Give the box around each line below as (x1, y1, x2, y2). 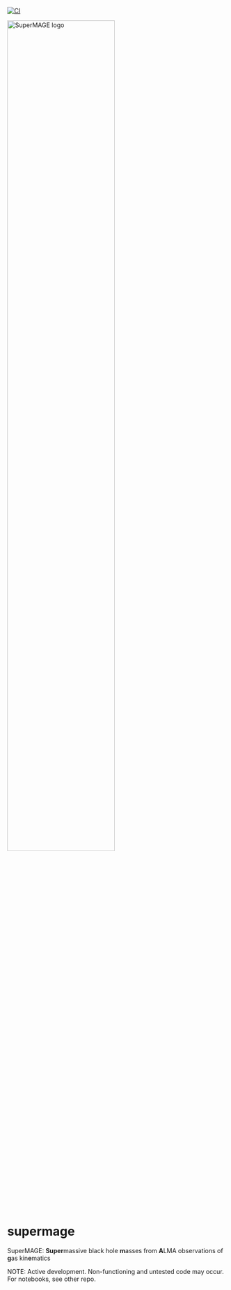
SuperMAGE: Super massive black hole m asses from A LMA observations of (7, 1246, 224, 1255)
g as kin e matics (7, 1254, 51, 1262)
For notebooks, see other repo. (7, 1275, 96, 1283)
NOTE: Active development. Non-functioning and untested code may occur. (7, 1267, 224, 1275)
